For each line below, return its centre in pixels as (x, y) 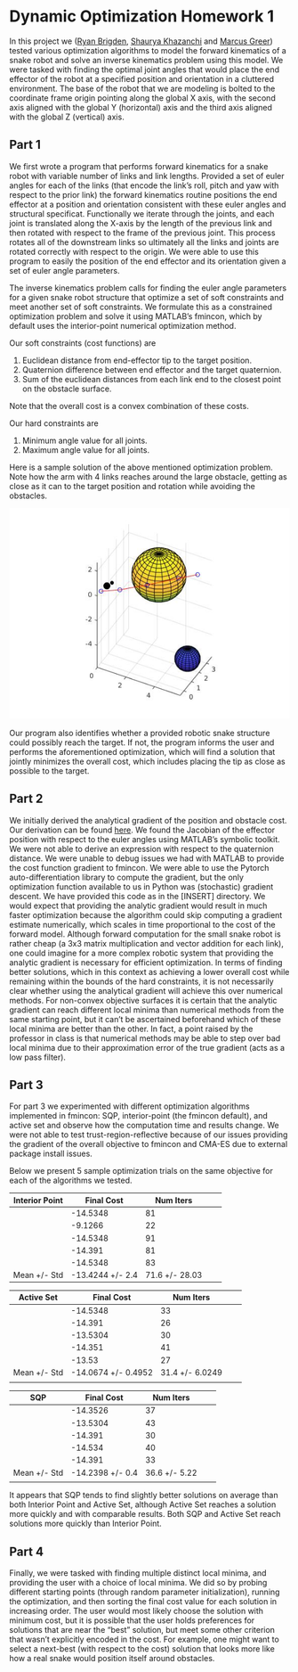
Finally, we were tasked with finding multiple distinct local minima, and (138, 1573)
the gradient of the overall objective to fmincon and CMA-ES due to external (149, 1144)
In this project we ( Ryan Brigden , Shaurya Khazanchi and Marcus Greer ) (141, 41)
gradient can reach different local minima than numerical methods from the (147, 1010)
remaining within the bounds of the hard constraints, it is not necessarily (141, 981)
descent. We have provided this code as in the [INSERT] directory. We (137, 896)
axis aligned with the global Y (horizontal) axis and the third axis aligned (141, 107)
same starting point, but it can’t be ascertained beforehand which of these (145, 1019)
